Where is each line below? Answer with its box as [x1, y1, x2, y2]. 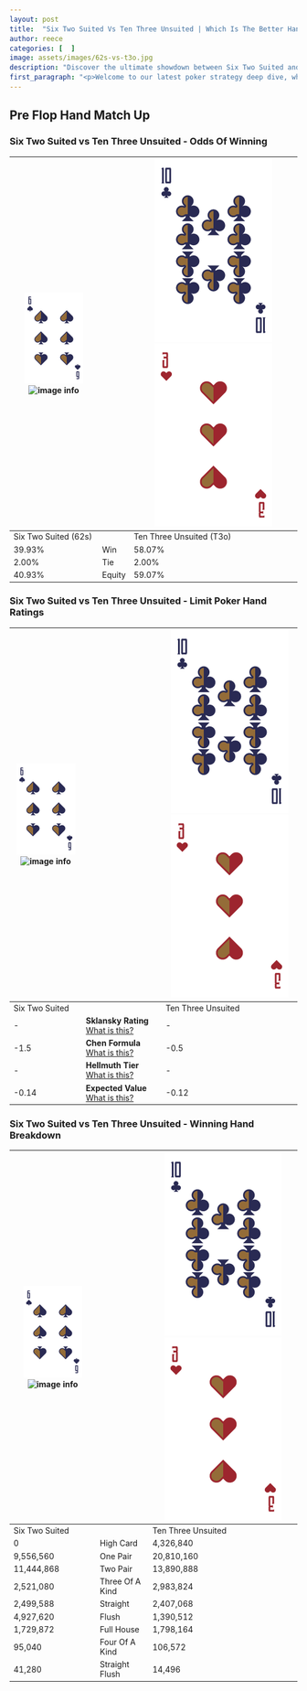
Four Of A [100, 1637, 136, 1648]
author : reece [9, 34, 64, 43]
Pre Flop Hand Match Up [9, 108, 151, 123]
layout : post [9, 15, 59, 24]
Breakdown [9, 1129, 61, 1142]
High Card [100, 1537, 139, 1549]
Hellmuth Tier [85, 1060, 140, 1071]
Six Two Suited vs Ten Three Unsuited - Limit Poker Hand [9, 594, 268, 607]
